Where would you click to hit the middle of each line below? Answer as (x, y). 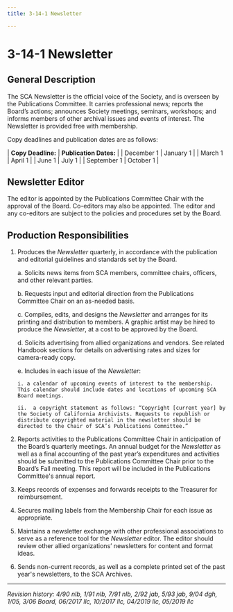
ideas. (26, 554)
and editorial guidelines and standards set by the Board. (97, 259)
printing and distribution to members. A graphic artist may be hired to (116, 322)
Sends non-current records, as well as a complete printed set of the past (121, 567)
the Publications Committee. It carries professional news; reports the (105, 104)
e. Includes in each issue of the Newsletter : (79, 371)
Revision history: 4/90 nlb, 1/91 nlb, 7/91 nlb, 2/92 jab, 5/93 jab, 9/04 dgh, (112, 594)
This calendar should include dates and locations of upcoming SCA (116, 390)
